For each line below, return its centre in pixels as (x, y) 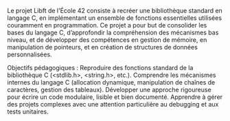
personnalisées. (30, 54)
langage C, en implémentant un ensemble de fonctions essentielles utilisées (114, 18)
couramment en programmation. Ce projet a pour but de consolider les (107, 25)
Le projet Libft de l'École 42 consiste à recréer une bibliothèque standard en (115, 11)
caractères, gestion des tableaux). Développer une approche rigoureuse (109, 90)
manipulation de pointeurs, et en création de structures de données (102, 47)
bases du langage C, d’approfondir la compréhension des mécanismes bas (113, 32)
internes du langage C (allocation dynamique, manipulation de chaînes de (111, 82)
